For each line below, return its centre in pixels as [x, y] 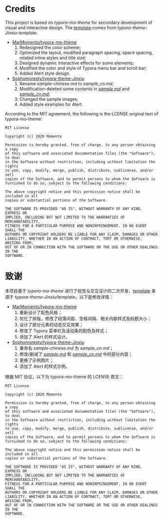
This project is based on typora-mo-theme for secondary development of [79, 22]
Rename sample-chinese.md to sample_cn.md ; [66, 83]
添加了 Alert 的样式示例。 [45, 366]
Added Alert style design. [45, 73]
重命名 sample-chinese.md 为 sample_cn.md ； [66, 348]
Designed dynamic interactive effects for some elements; [77, 63]
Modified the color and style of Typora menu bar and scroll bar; [83, 68]
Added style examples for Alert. [51, 104]
